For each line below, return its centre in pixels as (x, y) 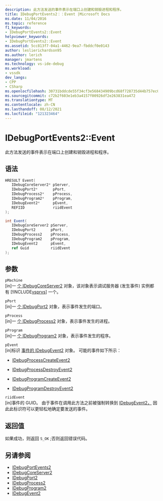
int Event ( (16, 221)
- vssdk (13, 73)
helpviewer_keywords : (27, 37)
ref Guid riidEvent (41, 248)
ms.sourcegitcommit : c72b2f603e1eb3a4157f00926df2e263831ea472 (70, 96)
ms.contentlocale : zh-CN (30, 105)
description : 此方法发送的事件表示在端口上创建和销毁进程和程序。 (64, 10)
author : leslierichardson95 (33, 50)
